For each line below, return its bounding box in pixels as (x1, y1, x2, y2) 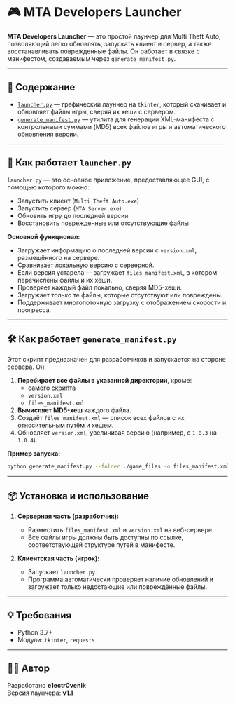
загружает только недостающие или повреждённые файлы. (27, 583, 208, 591)
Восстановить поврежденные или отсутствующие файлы (17, 219, 189, 227)
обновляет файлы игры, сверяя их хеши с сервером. (17, 107, 176, 116)
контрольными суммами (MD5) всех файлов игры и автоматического (17, 122, 226, 130)
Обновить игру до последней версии (17, 211, 129, 219)
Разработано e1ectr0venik (7, 681, 86, 689)
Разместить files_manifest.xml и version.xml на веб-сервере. (27, 526, 214, 534)
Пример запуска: (7, 449, 61, 458)
